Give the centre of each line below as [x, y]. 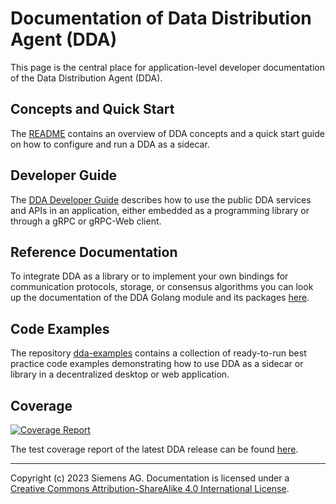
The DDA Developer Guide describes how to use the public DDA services [161, 199]
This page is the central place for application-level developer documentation [167, 67]
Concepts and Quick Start [92, 109]
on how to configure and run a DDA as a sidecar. [110, 144]
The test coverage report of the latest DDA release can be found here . [154, 449]
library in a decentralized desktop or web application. [120, 374]
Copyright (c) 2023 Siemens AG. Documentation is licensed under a [150, 478]
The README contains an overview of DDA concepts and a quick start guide [167, 133]
